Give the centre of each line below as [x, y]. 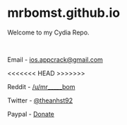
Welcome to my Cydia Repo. [48, 32]
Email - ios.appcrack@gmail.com [55, 59]
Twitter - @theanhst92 [40, 100]
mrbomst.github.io [64, 13]
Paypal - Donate [31, 114]
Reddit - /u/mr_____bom [41, 86]
